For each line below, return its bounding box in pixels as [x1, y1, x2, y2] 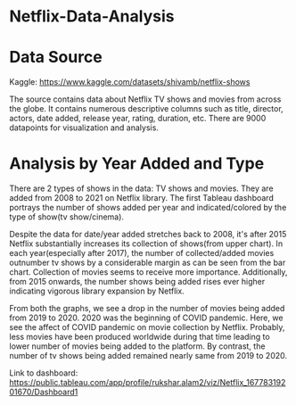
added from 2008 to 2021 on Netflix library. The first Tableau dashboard [9, 193, 274, 203]
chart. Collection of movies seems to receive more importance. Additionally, [9, 267, 288, 277]
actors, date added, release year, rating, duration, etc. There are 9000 [9, 113, 267, 124]
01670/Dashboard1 [9, 386, 78, 398]
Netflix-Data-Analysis [9, 6, 175, 27]
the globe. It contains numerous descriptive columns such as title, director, [9, 103, 284, 114]
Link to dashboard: [9, 368, 78, 378]
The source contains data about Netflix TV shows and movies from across [9, 94, 282, 104]
